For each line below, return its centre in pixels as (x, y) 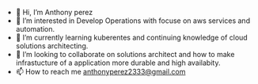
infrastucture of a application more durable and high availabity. (118, 63)
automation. (35, 29)
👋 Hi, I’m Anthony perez (54, 12)
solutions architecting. (52, 46)
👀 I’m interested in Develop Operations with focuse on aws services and (133, 21)
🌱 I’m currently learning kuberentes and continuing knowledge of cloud (131, 37)
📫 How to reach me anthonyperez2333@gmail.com (101, 72)
